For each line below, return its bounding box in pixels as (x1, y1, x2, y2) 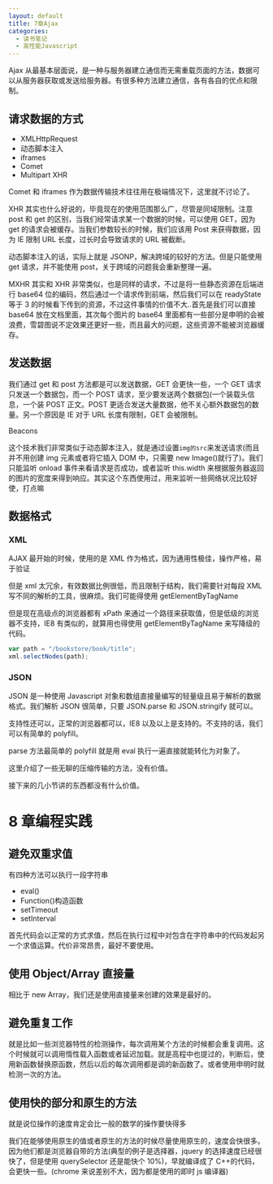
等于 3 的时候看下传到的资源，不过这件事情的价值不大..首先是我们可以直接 (8, 299, 256, 309)
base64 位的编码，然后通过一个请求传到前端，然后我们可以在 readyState (17, 289, 262, 299)
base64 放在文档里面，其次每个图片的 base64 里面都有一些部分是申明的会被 (8, 310, 265, 319)
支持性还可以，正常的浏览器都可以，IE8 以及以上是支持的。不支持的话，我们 (8, 718, 263, 728)
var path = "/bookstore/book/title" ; (8, 645, 136, 653)
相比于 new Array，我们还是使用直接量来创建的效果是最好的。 (8, 990, 216, 1000)
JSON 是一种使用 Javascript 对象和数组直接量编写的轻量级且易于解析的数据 (8, 692, 262, 701)
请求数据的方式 (8, 111, 84, 126)
